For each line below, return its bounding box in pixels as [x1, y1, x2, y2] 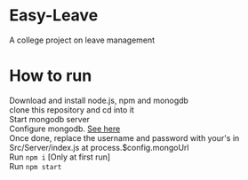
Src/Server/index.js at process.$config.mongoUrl [9, 142, 189, 153]
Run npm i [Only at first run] [9, 152, 111, 162]
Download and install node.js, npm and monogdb [9, 95, 189, 106]
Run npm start [9, 160, 62, 171]
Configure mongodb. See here [9, 123, 121, 134]
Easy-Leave [9, 5, 99, 26]
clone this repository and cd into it [9, 104, 135, 115]
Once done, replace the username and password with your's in [9, 132, 240, 143]
